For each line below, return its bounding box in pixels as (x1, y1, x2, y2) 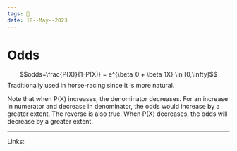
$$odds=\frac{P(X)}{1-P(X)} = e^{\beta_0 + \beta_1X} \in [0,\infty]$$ (20, 70, 217, 79)
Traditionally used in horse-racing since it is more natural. (7, 81, 175, 90)
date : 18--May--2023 (7, 17, 68, 24)
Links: (7, 138, 25, 146)
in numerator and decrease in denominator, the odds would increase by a (7, 103, 220, 111)
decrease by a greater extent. (7, 117, 94, 126)
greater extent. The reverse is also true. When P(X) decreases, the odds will (7, 110, 228, 118)
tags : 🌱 (7, 10, 30, 18)
